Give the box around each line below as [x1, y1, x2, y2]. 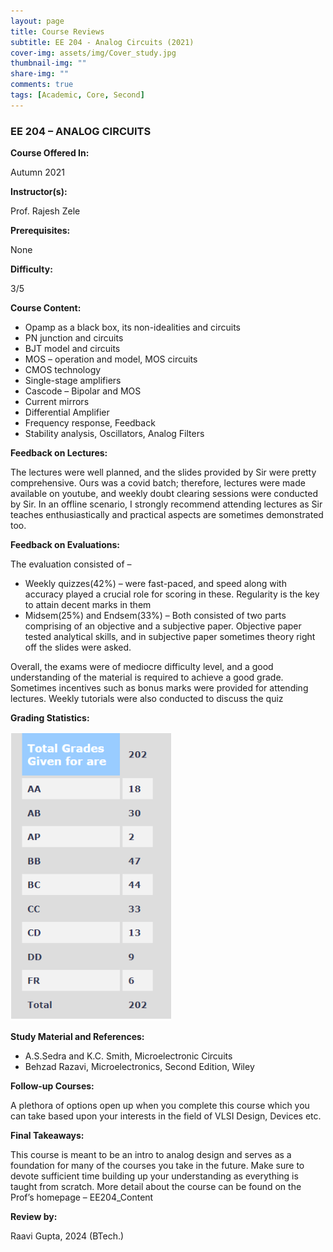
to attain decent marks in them [24, 599, 152, 611]
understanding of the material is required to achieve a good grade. [10, 671, 284, 684]
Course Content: [10, 302, 82, 314]
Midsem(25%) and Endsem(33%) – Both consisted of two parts [24, 610, 287, 622]
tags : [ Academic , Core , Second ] [10, 90, 145, 100]
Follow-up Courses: [10, 1080, 95, 1092]
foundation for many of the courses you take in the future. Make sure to [10, 1160, 305, 1172]
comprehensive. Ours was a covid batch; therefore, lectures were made [10, 477, 306, 489]
